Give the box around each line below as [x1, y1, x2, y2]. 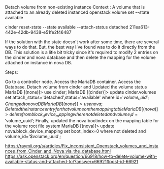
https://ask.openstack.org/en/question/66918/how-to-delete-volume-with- [5, 153, 158, 159]
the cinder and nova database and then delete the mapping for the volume [5, 55, 156, 60]
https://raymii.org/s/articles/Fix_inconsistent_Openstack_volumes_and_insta [5, 142, 159, 149]
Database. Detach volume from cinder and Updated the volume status [5, 84, 147, 90]
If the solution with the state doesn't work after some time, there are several [5, 39, 159, 45]
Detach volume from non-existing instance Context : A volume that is [5, 4, 145, 10]
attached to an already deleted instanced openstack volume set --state [5, 9, 149, 15]
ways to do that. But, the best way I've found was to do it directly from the [5, 44, 155, 50]
